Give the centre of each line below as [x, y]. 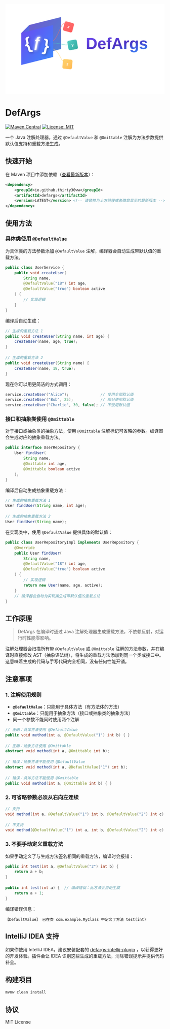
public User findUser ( [38, 553]
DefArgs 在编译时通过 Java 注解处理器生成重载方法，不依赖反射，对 [88, 632]
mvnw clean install [26, 992]
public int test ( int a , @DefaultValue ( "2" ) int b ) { [62, 866]
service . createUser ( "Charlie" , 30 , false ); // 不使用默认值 [68, 405]
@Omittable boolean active [52, 469]
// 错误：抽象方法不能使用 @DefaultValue [45, 762]
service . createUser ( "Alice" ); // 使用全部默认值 [70, 394]
